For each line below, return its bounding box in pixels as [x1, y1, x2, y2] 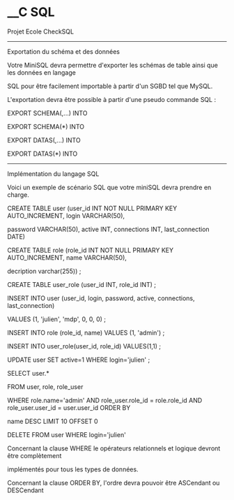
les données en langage [7, 68, 77, 77]
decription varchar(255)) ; [7, 267, 81, 275]
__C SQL [7, 4, 55, 20]
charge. [7, 190, 29, 199]
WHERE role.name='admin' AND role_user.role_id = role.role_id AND [7, 396, 203, 404]
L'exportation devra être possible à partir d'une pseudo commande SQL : [7, 95, 217, 103]
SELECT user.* [7, 369, 50, 377]
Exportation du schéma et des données [7, 47, 120, 56]
